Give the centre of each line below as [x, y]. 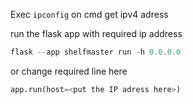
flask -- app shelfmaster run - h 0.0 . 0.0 [96, 52]
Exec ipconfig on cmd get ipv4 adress [89, 14]
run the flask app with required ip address [96, 33]
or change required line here [69, 71]
